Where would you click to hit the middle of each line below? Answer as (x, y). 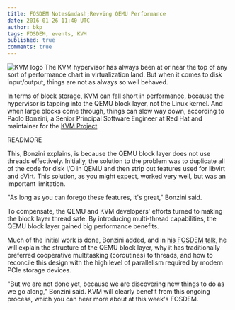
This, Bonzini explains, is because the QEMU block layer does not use (109, 154)
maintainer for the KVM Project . (53, 126)
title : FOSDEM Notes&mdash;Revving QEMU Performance (87, 14)
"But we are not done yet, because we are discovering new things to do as (116, 284)
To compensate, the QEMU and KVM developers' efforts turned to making (115, 211)
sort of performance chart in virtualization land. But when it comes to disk (115, 74)
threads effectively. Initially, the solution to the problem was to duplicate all (116, 161)
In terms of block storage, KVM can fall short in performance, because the (116, 96)
